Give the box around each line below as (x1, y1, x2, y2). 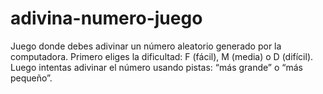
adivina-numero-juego (10, 7, 203, 30)
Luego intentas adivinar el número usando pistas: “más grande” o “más (10, 61, 303, 73)
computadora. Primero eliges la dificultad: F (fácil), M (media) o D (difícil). (10, 50, 314, 62)
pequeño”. (10, 72, 53, 84)
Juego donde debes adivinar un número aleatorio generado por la (10, 40, 282, 52)
